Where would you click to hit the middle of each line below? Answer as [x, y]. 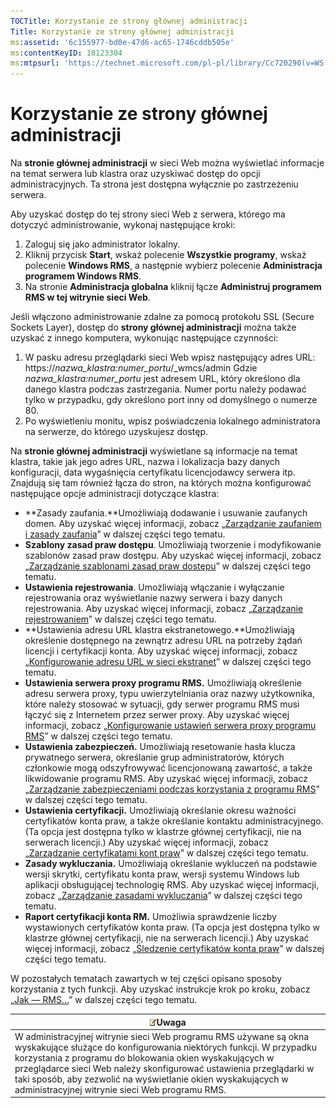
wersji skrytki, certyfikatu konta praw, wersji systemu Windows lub [162, 874]
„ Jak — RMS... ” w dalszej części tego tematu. [104, 1000]
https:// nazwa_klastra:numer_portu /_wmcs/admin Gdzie [141, 368]
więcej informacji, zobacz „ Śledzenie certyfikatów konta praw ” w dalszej [174, 949]
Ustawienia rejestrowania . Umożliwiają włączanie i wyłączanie [154, 587]
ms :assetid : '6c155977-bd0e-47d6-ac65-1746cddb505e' [122, 42]
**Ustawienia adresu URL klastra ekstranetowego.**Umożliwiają [159, 630]
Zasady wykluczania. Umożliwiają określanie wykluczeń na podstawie [171, 864]
